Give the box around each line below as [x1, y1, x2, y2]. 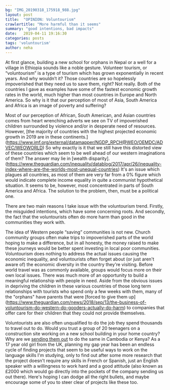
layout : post [5, 12, 33, 17]
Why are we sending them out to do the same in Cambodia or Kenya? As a [5, 336, 161, 342]
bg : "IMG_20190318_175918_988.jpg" [5, 7, 81, 13]
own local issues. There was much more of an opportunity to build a [5, 272, 148, 278]
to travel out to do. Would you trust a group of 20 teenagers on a [5, 325, 141, 331]
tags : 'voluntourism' [5, 41, 51, 46]
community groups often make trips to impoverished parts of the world [5, 234, 153, 240]
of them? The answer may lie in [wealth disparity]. [5, 155, 110, 161]
